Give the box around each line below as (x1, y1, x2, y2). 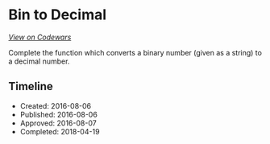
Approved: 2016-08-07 (19, 118, 97, 128)
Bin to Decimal (8, 6, 107, 24)
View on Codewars (8, 32, 72, 42)
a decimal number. (8, 56, 70, 66)
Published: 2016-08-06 (19, 109, 98, 119)
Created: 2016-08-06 (19, 101, 92, 110)
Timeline (8, 80, 54, 93)
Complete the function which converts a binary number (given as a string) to (8, 47, 262, 57)
